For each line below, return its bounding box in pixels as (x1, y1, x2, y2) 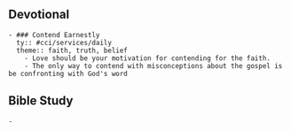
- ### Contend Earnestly (8, 30, 100, 39)
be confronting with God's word (8, 69, 128, 78)
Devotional (8, 7, 70, 22)
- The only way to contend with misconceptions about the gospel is (24, 61, 283, 70)
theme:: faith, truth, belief (16, 46, 128, 55)
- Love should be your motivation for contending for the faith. (24, 53, 271, 63)
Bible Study (8, 93, 74, 109)
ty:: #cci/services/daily (16, 38, 113, 47)
